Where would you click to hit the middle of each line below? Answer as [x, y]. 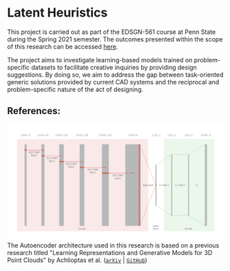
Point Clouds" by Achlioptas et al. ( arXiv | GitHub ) [77, 260]
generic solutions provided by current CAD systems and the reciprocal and [113, 82]
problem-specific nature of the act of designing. [75, 89]
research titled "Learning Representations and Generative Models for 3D [110, 252]
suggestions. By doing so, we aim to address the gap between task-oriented [115, 75]
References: [34, 111]
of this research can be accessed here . [63, 46]
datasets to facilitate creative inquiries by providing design [114, 67]
